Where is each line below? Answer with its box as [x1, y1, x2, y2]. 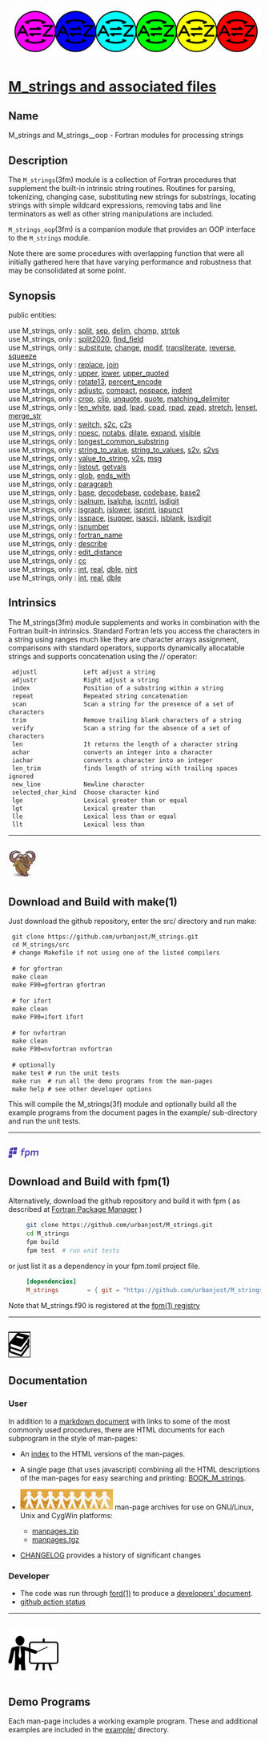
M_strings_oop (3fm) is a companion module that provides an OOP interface [8, 225, 256, 234]
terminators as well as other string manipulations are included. [8, 209, 214, 219]
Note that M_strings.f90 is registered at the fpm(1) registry [8, 1300, 200, 1310]
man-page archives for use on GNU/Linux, [114, 1502, 255, 1512]
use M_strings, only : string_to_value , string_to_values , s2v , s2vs [8, 445, 219, 455]
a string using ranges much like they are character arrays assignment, [8, 634, 239, 644]
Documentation [8, 1374, 88, 1388]
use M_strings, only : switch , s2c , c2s [8, 419, 132, 429]
